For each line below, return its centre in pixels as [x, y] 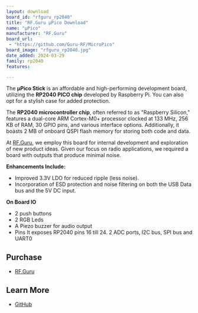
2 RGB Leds [29, 220]
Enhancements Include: [36, 167]
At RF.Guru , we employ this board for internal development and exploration [97, 143]
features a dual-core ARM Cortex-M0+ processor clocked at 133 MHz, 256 [97, 119]
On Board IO [21, 202]
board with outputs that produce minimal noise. [64, 155]
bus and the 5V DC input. [45, 191]
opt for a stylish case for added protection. [58, 101]
